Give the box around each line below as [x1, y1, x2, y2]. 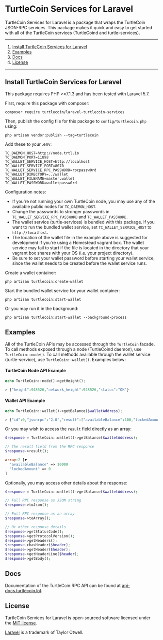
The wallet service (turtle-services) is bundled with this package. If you [12, 219, 155, 225]
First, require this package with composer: [5, 100, 90, 106]
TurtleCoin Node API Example [5, 368, 66, 374]
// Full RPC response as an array [5, 511, 75, 516]
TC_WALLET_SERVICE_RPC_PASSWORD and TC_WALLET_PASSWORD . [12, 214, 128, 220]
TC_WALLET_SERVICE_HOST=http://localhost [5, 159, 90, 164]
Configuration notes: [5, 189, 46, 195]
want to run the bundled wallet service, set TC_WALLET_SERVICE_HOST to [12, 224, 152, 230]
